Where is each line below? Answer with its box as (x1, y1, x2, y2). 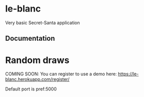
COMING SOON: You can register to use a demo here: (5, 71, 117, 77)
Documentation (5, 34, 55, 43)
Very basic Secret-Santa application (5, 20, 80, 26)
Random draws (5, 54, 69, 66)
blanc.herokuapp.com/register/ (5, 76, 69, 82)
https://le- (118, 71, 139, 77)
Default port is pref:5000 (5, 86, 57, 92)
